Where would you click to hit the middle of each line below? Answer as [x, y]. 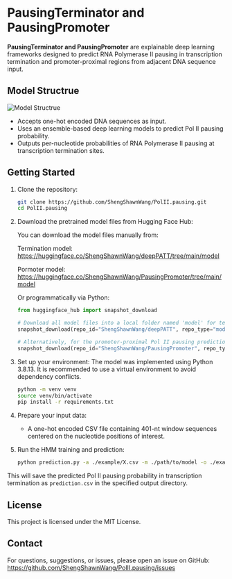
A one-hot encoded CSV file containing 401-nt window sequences [122, 429]
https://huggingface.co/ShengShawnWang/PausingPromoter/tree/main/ [119, 277]
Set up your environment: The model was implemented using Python [115, 361]
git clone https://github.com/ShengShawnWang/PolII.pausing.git [112, 202]
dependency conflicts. [49, 376]
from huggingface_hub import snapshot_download [87, 311]
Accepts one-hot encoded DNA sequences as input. [92, 121]
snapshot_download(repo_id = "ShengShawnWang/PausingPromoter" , [109, 348]
